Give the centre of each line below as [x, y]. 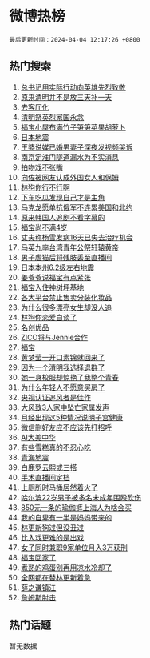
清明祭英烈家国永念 [52, 117]
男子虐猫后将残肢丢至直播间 [66, 257]
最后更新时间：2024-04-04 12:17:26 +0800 [75, 40]
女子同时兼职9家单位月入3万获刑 [74, 547]
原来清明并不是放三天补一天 [66, 97]
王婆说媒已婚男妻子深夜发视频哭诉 [77, 147]
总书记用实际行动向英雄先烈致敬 [73, 87]
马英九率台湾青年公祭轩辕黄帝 [69, 247]
